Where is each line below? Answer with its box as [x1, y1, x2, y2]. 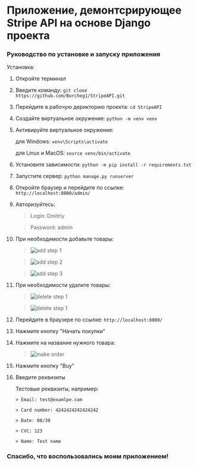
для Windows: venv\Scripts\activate [15, 138, 108, 145]
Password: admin [30, 224, 73, 231]
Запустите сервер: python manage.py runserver [15, 173, 134, 180]
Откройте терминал [15, 75, 66, 82]
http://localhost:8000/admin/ [15, 190, 91, 196]
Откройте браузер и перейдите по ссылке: [15, 184, 124, 191]
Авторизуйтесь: [15, 201, 56, 208]
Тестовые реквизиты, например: [15, 385, 99, 393]
